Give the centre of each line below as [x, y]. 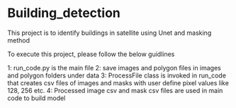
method [19, 40]
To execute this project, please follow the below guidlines [91, 54]
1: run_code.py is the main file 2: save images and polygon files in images [114, 67]
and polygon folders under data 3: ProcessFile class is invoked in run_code [117, 75]
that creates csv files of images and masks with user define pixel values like [118, 82]
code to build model [36, 98]
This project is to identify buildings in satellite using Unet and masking [109, 33]
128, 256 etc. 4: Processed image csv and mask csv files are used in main [115, 90]
